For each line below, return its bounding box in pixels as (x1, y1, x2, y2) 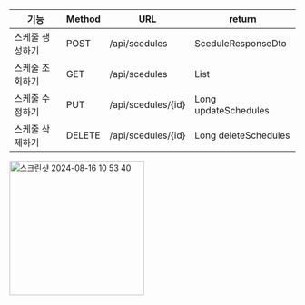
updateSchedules (194, 104, 270, 116)
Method (66, 13, 102, 25)
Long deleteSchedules (194, 129, 290, 142)
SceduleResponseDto (194, 37, 288, 49)
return (229, 13, 257, 25)
